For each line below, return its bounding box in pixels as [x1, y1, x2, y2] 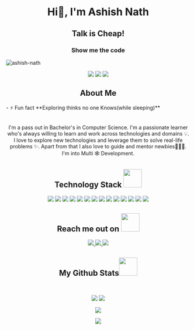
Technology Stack [54, 180, 122, 190]
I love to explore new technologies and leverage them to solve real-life [13, 137, 183, 144]
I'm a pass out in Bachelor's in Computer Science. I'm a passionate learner [8, 124, 188, 131]
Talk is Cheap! [72, 29, 124, 39]
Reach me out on [57, 224, 120, 234]
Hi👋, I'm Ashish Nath [47, 5, 149, 19]
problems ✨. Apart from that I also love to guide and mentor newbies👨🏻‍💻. [9, 143, 187, 150]
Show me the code [71, 46, 126, 54]
